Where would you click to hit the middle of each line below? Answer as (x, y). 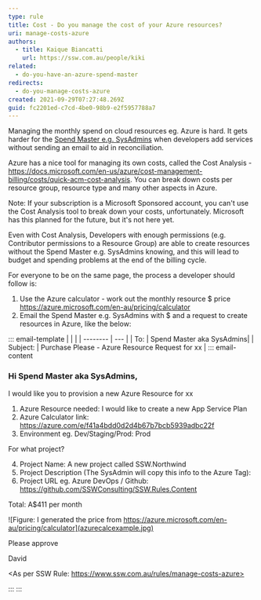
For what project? (36, 448)
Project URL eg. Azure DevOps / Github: (84, 481)
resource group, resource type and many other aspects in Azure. (113, 188)
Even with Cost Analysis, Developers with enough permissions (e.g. (117, 235)
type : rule (26, 16)
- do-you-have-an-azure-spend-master (77, 75)
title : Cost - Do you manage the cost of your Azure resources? (115, 25)
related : (22, 67)
